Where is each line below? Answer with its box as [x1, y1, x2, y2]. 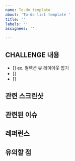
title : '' [5, 17, 26, 22]
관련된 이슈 [5, 111, 38, 119]
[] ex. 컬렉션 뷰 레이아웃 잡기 [12, 65, 69, 71]
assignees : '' [5, 26, 35, 31]
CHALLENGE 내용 [5, 50, 59, 59]
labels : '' [5, 21, 28, 27]
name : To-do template [5, 7, 51, 13]
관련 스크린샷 [5, 92, 44, 100]
